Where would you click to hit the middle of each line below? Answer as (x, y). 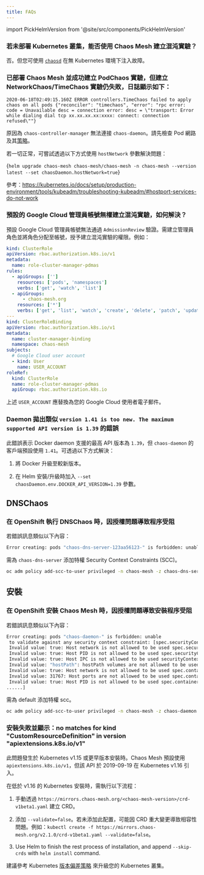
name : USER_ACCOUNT (42, 367)
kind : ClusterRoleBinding (39, 322)
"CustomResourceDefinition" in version (66, 736)
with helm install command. (64, 853)
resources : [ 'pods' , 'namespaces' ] (62, 282)
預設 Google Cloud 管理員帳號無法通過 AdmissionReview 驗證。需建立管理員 (100, 229)
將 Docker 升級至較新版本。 (49, 463)
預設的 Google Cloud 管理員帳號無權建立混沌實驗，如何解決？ (97, 215)
